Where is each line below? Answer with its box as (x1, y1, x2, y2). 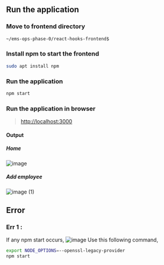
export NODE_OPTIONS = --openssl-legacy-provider (6, 248, 126, 254)
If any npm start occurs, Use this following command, (6, 236, 158, 244)
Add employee (6, 174, 42, 181)
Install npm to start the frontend (6, 50, 99, 58)
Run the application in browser (6, 104, 96, 113)
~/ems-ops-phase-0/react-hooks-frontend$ (6, 35, 110, 42)
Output (6, 131, 24, 138)
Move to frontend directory (6, 22, 86, 31)
